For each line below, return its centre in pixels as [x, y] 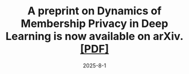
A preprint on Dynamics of [94, 11]
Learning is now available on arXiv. [94, 36]
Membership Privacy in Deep [94, 24]
